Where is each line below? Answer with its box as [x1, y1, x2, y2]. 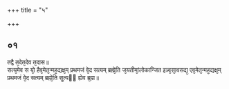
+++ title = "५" [7, 6, 48, 14]
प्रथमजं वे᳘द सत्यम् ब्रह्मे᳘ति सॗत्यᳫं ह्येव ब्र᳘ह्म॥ [7, 73, 99, 81]
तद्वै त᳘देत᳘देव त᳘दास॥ [7, 58, 50, 66]
